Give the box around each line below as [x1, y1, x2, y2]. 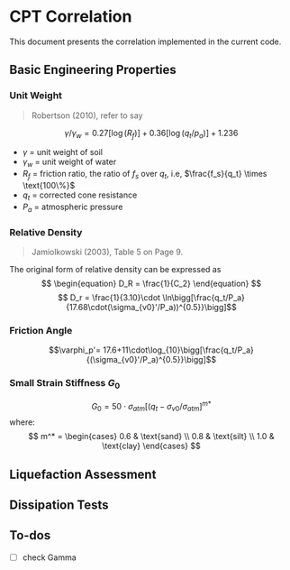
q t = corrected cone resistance [22, 189, 138, 202]
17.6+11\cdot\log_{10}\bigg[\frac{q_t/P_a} [103, 345, 255, 355]
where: [9, 417, 36, 427]
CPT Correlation [9, 6, 132, 27]
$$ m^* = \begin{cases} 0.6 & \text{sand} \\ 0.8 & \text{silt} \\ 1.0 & [28, 431, 275, 442]
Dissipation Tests [9, 498, 109, 512]
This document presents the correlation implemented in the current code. [9, 36, 282, 47]
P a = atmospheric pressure [22, 201, 123, 214]
